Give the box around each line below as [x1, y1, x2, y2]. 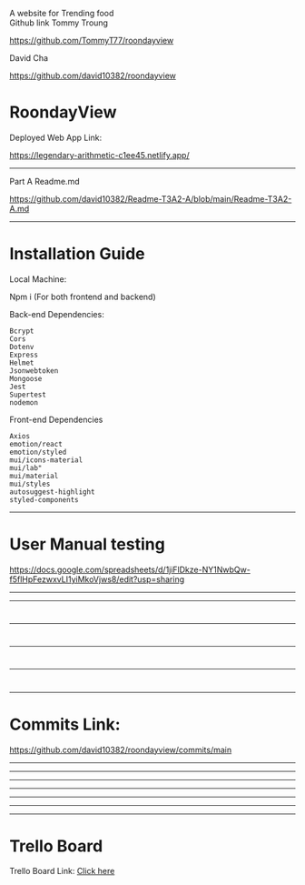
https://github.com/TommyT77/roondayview [9, 35, 174, 45]
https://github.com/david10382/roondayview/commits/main [9, 744, 232, 755]
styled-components [9, 495, 79, 504]
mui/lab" [9, 463, 43, 472]
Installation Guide [9, 244, 145, 265]
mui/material [9, 471, 59, 480]
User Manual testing [9, 534, 165, 555]
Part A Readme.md [9, 176, 80, 186]
